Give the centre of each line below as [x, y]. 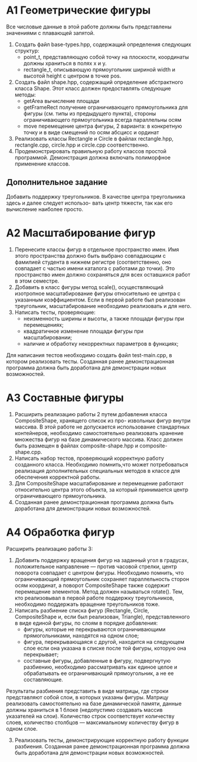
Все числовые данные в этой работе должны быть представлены [89, 27]
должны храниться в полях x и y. [65, 63]
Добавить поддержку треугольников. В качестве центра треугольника [96, 196]
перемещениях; [43, 325]
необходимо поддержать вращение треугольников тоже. [87, 604]
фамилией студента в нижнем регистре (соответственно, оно [93, 262]
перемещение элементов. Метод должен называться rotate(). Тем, [99, 591]
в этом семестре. [37, 281]
